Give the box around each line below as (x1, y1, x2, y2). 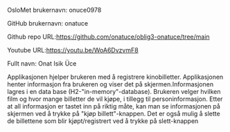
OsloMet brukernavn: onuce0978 (7, 6, 102, 14)
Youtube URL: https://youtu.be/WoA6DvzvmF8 (7, 46, 139, 54)
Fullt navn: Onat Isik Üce (7, 59, 77, 68)
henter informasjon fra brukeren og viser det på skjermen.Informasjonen (7, 80, 213, 88)
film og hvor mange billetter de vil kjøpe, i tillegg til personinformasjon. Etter (7, 95, 223, 103)
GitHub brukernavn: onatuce (7, 19, 89, 27)
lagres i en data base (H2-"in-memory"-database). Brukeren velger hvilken (7, 88, 221, 95)
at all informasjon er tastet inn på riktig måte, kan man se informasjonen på (7, 102, 220, 110)
